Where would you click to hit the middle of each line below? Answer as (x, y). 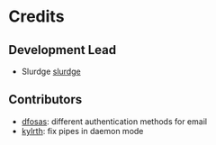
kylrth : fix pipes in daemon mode (82, 131)
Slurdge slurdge (51, 71)
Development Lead (63, 50)
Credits (36, 17)
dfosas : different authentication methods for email (114, 121)
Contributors (45, 100)
